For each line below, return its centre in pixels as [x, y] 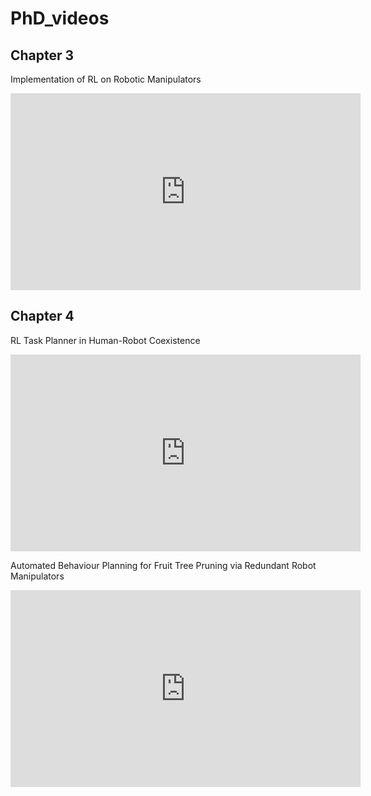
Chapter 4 [42, 316]
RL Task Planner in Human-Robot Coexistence [105, 340]
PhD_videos [60, 18]
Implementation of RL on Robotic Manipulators [106, 79]
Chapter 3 [42, 55]
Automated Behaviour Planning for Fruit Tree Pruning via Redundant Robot [163, 565]
